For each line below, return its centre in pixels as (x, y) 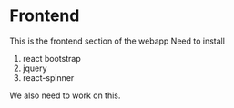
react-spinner (48, 77)
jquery (35, 68)
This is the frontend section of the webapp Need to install (117, 41)
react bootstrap (51, 58)
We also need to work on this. (65, 95)
